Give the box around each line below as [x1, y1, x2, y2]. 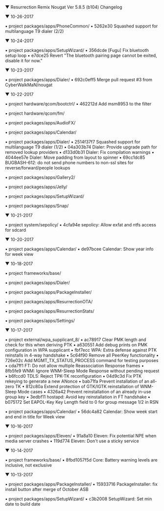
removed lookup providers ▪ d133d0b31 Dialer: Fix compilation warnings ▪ [5, 149, 154, 155]
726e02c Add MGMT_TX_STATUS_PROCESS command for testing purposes [5, 358, 159, 363]
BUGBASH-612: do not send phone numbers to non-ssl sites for [5, 160, 134, 166]
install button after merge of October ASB [5, 487, 89, 492]
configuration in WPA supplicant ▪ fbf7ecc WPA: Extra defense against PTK [5, 347, 157, 353]
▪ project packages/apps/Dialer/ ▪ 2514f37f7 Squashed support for [5, 139, 141, 145]
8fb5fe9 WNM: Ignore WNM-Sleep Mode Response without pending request [5, 368, 160, 374]
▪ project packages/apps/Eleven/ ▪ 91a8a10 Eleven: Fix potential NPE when [5, 433, 157, 438]
